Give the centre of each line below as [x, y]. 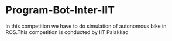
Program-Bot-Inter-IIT [60, 10]
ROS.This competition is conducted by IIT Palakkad [67, 32]
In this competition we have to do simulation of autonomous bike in [86, 26]
